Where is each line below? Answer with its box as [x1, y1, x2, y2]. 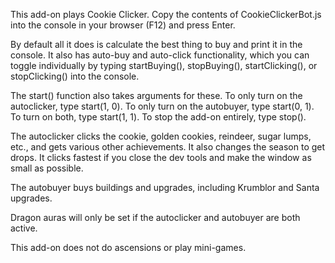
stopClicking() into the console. [10, 70, 140, 82]
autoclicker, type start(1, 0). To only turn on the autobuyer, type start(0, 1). [10, 100, 315, 112]
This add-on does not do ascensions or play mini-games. [10, 242, 247, 253]
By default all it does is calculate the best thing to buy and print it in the [10, 39, 303, 50]
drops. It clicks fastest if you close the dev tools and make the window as [10, 152, 312, 163]
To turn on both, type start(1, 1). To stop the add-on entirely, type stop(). [10, 111, 307, 123]
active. [10, 222, 38, 234]
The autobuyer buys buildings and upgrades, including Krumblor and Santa [10, 182, 320, 193]
